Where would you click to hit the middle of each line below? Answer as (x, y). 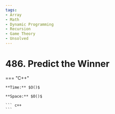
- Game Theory (21, 34)
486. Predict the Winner (57, 64)
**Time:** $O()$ (23, 87)
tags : (11, 10)
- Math (12, 19)
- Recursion (18, 29)
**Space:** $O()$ (24, 96)
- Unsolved (17, 39)
